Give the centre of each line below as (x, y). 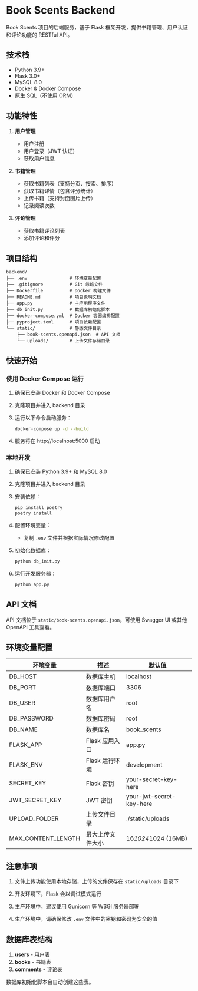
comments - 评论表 (39, 969)
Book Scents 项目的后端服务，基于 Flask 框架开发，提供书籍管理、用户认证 (97, 27)
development (144, 765)
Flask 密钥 (100, 784)
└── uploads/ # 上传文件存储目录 (63, 341)
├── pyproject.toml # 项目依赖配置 (54, 322)
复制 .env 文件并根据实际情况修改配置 (69, 537)
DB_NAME (24, 729)
